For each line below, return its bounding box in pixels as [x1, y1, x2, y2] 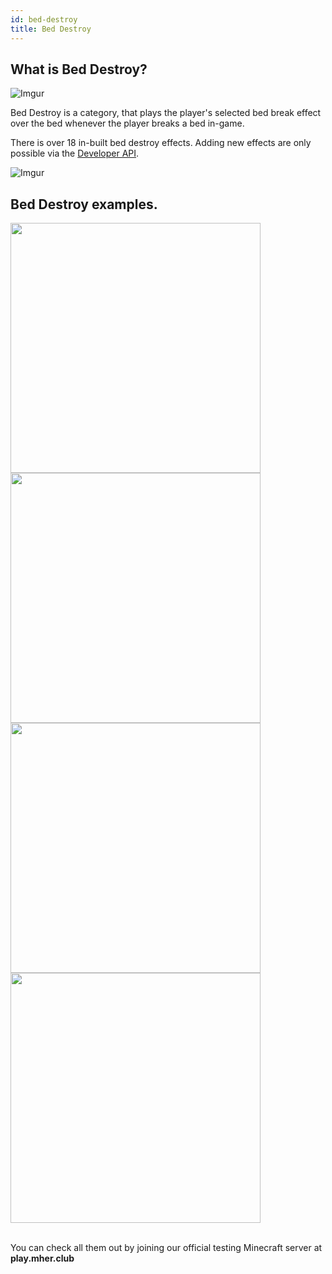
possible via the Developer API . [10, 147, 140, 160]
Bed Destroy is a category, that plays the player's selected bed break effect [10, 107, 322, 119]
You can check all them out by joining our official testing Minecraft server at [10, 1242, 323, 1254]
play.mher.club [10, 1252, 75, 1265]
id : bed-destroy [10, 14, 78, 25]
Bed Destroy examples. [10, 196, 158, 213]
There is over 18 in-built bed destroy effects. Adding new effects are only [10, 137, 312, 149]
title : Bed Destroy [10, 24, 92, 34]
